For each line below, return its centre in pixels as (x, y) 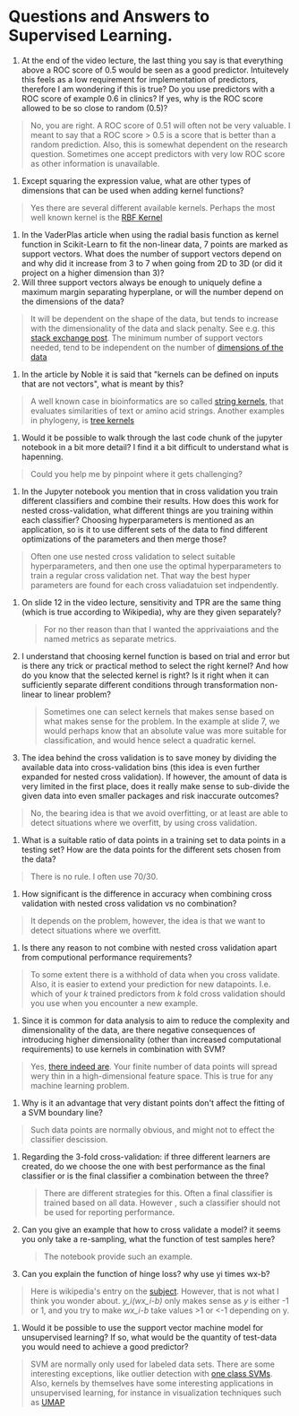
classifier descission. (69, 1139)
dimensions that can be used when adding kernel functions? (132, 190)
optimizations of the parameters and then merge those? (124, 539)
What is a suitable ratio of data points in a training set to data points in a (154, 839)
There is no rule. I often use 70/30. (94, 876)
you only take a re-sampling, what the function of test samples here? (148, 1238)
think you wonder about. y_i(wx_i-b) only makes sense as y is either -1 (159, 1300)
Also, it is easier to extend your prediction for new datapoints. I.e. (150, 984)
